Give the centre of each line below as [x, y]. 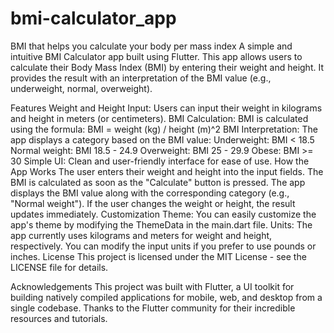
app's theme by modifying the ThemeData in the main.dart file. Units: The [161, 224]
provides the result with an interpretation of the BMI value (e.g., [141, 78]
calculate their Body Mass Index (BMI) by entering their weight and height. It [167, 67]
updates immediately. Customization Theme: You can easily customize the [163, 214]
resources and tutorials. [59, 318]
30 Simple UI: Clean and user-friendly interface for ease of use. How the [160, 161]
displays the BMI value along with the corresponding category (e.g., [150, 193]
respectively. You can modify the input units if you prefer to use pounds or [163, 246]
